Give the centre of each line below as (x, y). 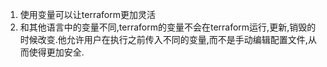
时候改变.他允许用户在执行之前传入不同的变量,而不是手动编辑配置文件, (163, 39)
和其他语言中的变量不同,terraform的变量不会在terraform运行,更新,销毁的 (168, 27)
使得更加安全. (56, 52)
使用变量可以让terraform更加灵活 (87, 14)
